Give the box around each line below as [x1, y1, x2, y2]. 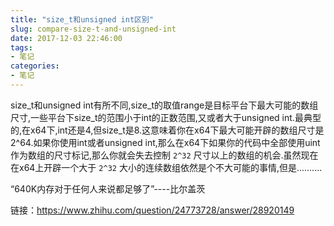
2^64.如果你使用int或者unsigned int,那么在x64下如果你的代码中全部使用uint [10, 136, 321, 148]
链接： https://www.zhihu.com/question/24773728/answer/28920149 [10, 204, 295, 216]
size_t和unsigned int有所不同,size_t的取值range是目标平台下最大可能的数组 [10, 99, 319, 111]
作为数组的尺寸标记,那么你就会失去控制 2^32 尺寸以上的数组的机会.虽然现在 [10, 149, 319, 161]
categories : [10, 61, 60, 71]
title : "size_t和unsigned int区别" [10, 14, 154, 25]
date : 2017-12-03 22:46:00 [10, 33, 123, 43]
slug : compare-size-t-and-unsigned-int [10, 24, 177, 34]
